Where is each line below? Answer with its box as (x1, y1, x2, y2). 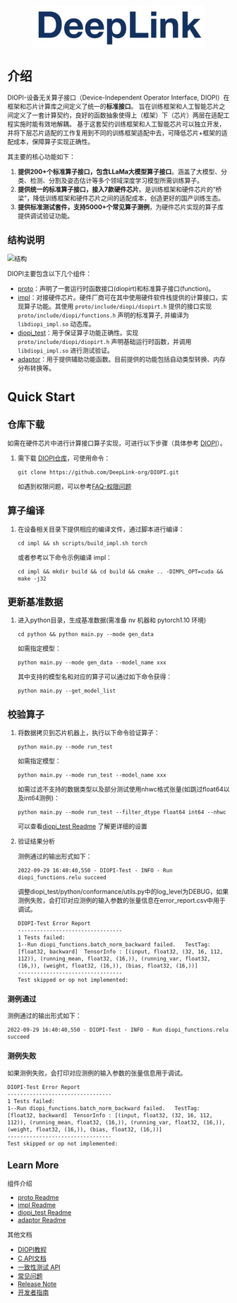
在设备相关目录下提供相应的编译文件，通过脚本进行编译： (17, 525, 185, 533)
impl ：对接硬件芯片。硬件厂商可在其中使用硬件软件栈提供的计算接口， (17, 293, 222, 302)
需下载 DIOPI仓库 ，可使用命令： (17, 453, 111, 462)
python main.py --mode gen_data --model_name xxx (17, 659, 167, 667)
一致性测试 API (17, 1263, 61, 1271)
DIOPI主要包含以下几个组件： (7, 269, 92, 278)
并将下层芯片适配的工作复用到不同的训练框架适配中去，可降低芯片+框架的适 (7, 129, 228, 137)
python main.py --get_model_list (17, 687, 116, 695)
